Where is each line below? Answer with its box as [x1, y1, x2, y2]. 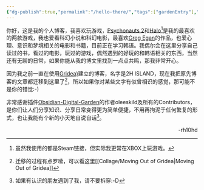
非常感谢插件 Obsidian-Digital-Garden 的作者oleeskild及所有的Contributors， [6, 98, 195, 105]
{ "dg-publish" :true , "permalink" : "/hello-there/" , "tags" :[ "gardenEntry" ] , [6, 9, 197, 15]
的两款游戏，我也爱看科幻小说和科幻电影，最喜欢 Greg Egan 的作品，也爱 [6, 34, 187, 41]
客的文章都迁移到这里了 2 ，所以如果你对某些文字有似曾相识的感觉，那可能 [6, 77, 190, 85]
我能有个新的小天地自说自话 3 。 [27, 113, 105, 121]
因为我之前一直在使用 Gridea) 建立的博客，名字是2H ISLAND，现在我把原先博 [6, 70, 197, 77]
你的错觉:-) [11, 85, 39, 93]
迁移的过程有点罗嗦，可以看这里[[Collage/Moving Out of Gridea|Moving [15, 157, 194, 164]
